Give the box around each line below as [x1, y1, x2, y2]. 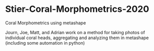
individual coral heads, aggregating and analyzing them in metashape [5, 35, 149, 41]
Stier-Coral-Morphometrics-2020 [5, 3, 149, 15]
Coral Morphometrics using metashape [5, 20, 86, 26]
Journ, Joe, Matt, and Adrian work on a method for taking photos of [5, 29, 145, 35]
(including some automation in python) [5, 40, 85, 46]
